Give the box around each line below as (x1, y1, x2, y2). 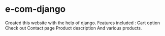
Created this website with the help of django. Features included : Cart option (5, 20, 160, 26)
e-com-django (5, 3, 66, 15)
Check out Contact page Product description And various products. (5, 25, 142, 31)
